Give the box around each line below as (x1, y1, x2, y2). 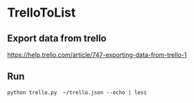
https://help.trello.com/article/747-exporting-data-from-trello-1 (7, 50, 187, 59)
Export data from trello (7, 32, 107, 44)
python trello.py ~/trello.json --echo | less (7, 88, 148, 96)
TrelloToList (7, 5, 76, 21)
